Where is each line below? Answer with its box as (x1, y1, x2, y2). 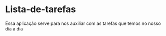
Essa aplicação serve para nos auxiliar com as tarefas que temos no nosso (5, 20, 161, 26)
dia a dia (5, 25, 23, 31)
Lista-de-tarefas (5, 4, 76, 15)
